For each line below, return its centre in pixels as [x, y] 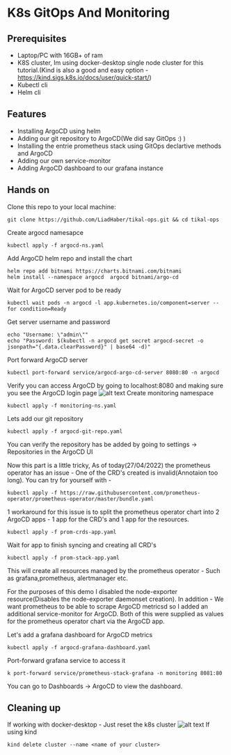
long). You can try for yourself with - [59, 480]
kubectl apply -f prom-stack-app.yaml [63, 558]
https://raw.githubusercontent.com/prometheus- [130, 493]
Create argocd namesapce [45, 232]
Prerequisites [37, 39]
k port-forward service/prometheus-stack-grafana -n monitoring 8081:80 [115, 673]
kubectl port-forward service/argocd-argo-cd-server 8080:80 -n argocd [113, 372]
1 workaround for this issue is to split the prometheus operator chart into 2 [113, 512]
